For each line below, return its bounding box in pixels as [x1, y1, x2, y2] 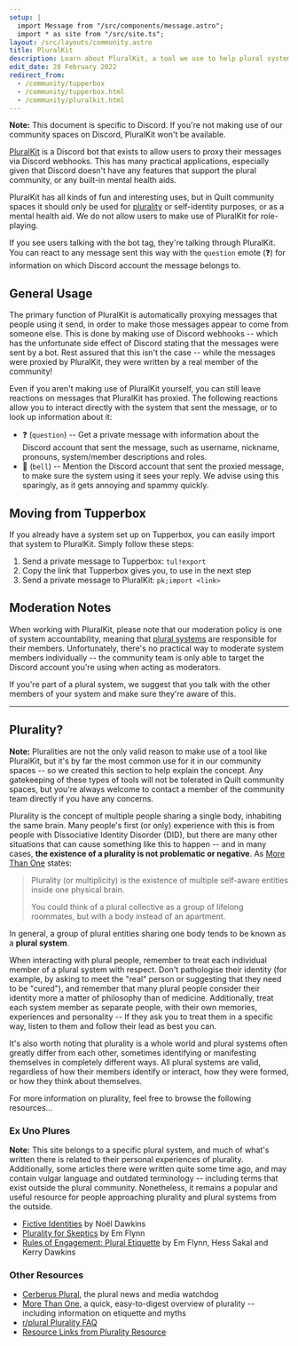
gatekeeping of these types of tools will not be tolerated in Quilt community [9, 774, 285, 785]
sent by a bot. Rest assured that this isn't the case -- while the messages [9, 347, 276, 358]
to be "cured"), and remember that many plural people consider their [9, 983, 261, 994]
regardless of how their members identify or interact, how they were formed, [9, 1066, 289, 1077]
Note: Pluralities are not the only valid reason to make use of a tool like [9, 746, 268, 756]
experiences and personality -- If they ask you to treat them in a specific [9, 1011, 274, 1022]
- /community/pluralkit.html [17, 95, 125, 105]
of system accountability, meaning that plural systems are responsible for [9, 633, 278, 644]
